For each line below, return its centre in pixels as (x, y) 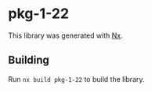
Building (29, 60)
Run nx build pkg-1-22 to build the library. (76, 79)
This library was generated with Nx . (65, 35)
